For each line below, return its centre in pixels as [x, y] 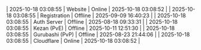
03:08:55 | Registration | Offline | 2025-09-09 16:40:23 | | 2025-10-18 [99, 15]
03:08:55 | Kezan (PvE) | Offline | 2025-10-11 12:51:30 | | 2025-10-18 [91, 28]
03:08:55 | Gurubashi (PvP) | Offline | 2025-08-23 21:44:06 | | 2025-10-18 [98, 35]
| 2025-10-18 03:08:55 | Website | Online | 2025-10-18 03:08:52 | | [88, 9]
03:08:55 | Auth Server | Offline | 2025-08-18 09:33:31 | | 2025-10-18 [92, 22]
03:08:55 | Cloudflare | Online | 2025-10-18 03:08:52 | [73, 41]
